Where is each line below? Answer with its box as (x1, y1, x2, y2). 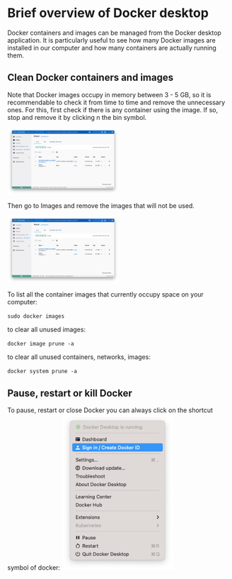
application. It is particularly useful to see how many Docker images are (7, 35, 216, 44)
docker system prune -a (7, 368, 78, 375)
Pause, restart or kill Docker (7, 387, 132, 399)
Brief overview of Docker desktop (7, 5, 209, 21)
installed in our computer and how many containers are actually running (7, 43, 217, 52)
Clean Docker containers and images (7, 72, 174, 84)
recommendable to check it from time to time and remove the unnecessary (7, 98, 226, 106)
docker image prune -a (7, 341, 74, 348)
